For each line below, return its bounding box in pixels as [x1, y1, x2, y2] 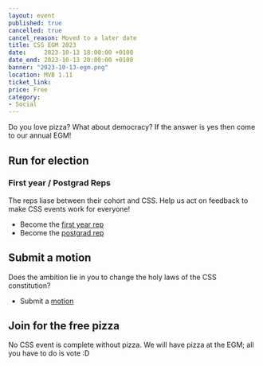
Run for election [8, 154, 89, 167]
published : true [8, 19, 62, 27]
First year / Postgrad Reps [8, 177, 112, 189]
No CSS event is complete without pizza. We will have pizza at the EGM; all [8, 340, 254, 350]
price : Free [8, 85, 48, 94]
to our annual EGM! [8, 130, 72, 140]
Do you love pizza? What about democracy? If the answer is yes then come [8, 123, 256, 132]
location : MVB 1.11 [8, 71, 73, 79]
